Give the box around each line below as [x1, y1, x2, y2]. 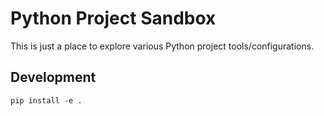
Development [10, 69, 97, 86]
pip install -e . [10, 95, 83, 106]
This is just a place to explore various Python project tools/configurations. [10, 40, 315, 52]
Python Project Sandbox [10, 7, 217, 30]
